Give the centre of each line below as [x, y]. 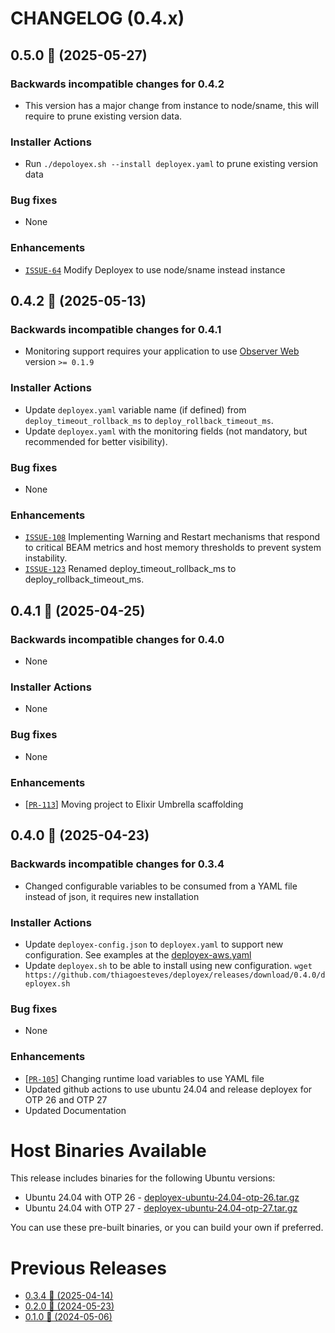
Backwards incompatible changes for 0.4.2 [117, 84]
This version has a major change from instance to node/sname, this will [171, 105]
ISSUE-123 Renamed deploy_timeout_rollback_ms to [130, 569]
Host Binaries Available [108, 1150]
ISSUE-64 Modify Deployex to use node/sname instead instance [155, 269]
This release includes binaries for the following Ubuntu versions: [143, 1178]
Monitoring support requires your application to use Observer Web [162, 351]
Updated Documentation [75, 1110]
